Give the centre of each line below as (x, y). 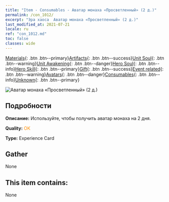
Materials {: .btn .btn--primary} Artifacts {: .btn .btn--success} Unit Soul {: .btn (85, 58)
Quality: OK (18, 128)
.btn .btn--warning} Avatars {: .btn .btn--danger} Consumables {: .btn (76, 74)
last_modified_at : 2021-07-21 (38, 24)
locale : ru (17, 29)
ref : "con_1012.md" (26, 34)
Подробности (28, 106)
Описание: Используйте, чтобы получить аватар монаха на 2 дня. (78, 118)
